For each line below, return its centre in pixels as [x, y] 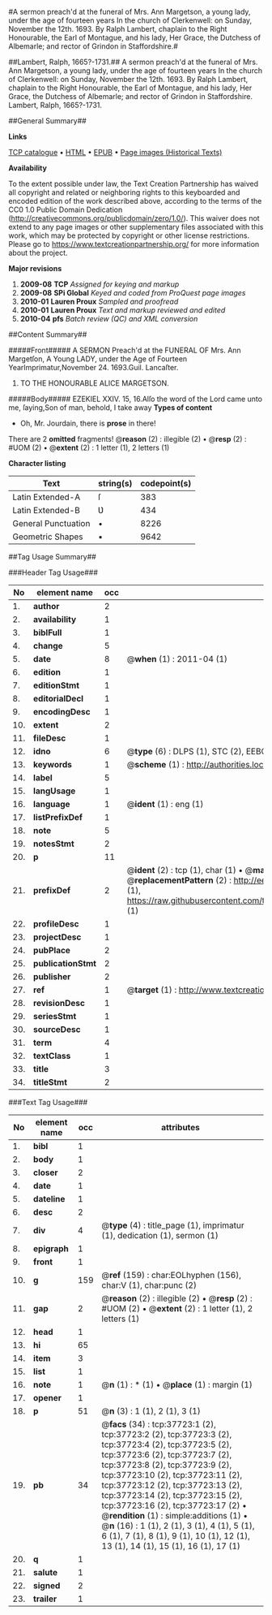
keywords [53, 764]
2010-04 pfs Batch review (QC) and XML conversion [109, 319]
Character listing [37, 463]
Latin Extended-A [47, 497]
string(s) [115, 484]
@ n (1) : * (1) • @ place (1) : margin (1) [177, 1385]
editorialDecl [58, 699]
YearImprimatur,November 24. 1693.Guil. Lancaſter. [93, 367]
